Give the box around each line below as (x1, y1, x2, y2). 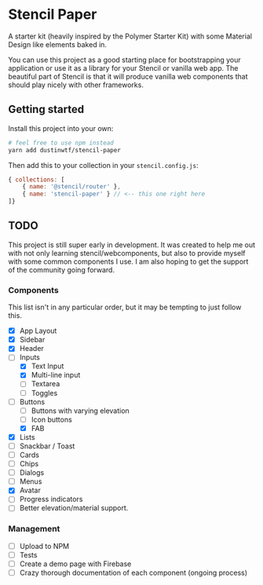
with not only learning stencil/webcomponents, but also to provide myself (8, 248, 246, 258)
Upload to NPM (19, 541, 69, 550)
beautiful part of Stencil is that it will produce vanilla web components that (8, 71, 248, 81)
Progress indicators (19, 495, 83, 504)
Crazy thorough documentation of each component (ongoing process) (19, 568, 248, 577)
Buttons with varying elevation (31, 406, 130, 415)
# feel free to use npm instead (8, 139, 114, 147)
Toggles (31, 388, 58, 397)
